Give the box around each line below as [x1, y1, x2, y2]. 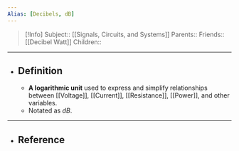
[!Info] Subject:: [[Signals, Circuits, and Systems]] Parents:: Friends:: [24, 30, 225, 38]
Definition [17, 65, 63, 77]
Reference [17, 133, 65, 146]
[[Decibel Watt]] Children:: [24, 37, 102, 46]
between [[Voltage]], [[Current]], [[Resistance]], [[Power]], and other [28, 91, 230, 100]
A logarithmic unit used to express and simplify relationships [28, 83, 208, 93]
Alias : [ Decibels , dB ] [7, 10, 75, 18]
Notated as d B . [28, 106, 73, 115]
